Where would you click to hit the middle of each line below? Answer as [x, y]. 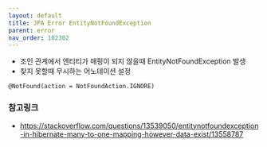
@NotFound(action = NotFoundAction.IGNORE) [82, 87]
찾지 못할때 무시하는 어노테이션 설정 [75, 72]
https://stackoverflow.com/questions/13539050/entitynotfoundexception [139, 126]
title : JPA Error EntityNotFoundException [80, 23]
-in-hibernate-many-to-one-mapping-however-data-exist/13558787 [132, 134]
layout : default [35, 15]
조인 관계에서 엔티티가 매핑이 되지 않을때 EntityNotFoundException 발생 [133, 61]
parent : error [32, 30]
